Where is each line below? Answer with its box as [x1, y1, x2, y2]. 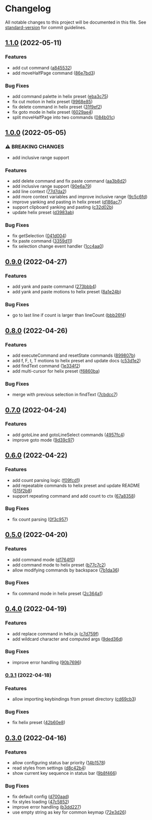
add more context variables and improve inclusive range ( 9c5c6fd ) [12, 193, 148, 199]
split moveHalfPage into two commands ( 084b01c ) [12, 114, 115, 120]
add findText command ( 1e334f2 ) [12, 363, 81, 369]
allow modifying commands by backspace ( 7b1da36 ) [12, 567, 120, 573]
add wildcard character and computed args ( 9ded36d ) [12, 636, 123, 642]
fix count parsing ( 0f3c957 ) [12, 516, 68, 522]
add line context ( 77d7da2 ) [12, 188, 67, 194]
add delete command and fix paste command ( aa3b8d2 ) [12, 178, 127, 184]
